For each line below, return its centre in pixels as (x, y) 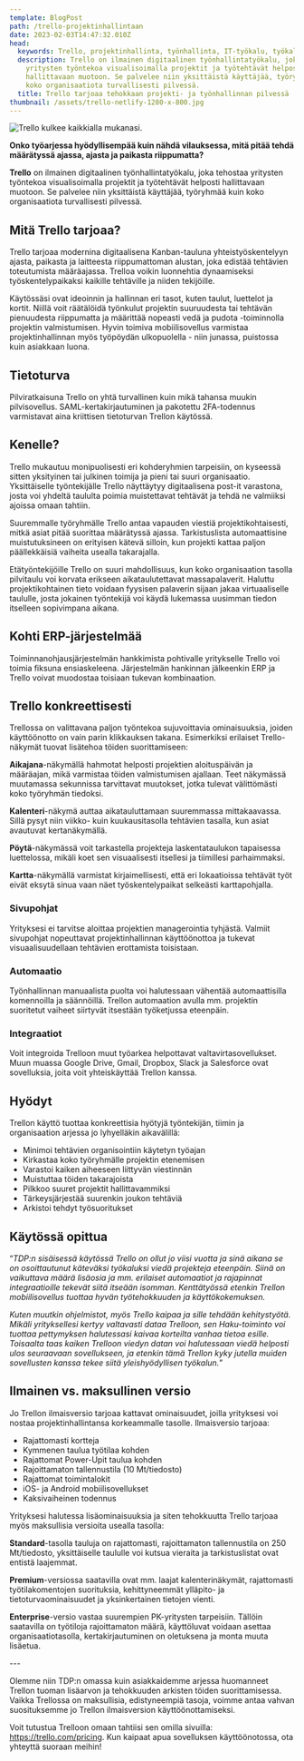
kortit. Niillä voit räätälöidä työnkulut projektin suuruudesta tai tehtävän (141, 308)
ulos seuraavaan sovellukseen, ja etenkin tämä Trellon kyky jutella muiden (148, 1353)
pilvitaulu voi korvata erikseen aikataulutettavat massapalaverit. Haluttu (142, 579)
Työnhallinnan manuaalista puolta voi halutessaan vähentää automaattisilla (148, 991)
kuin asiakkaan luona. (50, 347)
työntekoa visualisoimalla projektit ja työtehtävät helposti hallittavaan (137, 182)
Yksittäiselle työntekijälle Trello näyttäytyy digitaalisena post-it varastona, (146, 485)
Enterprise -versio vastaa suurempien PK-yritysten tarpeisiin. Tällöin (136, 1617)
